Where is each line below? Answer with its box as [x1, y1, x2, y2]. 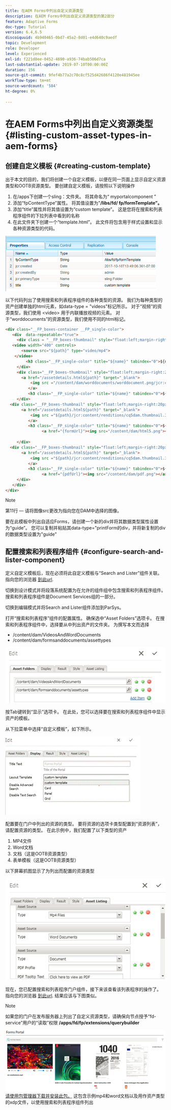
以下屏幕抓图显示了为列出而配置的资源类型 [5, 868, 95, 874]
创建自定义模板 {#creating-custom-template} [5, 162, 151, 171]
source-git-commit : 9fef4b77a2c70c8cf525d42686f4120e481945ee [5, 73, 140, 78]
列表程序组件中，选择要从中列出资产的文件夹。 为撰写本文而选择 [14, 621, 149, 627]
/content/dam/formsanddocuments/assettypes [12, 637, 111, 643]
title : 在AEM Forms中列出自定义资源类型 [5, 8, 84, 13]
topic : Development [5, 41, 47, 46]
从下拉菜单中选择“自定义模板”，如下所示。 [5, 726, 94, 732]
